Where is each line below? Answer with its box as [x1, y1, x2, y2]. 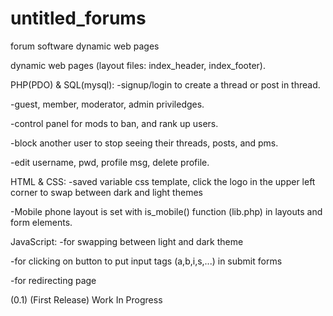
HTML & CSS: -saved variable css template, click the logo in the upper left [10, 175, 316, 187]
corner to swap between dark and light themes [10, 186, 203, 198]
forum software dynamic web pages [10, 40, 160, 52]
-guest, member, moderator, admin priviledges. [10, 98, 205, 110]
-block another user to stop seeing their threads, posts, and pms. [10, 137, 279, 149]
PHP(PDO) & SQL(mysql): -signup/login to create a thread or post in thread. [10, 78, 321, 91]
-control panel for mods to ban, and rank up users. [10, 117, 219, 129]
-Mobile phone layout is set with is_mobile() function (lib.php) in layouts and [10, 205, 323, 217]
